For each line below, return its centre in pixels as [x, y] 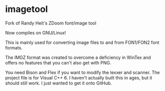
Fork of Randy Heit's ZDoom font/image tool [51, 23]
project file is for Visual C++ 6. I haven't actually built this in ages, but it [79, 77]
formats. [14, 47]
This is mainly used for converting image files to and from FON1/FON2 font [82, 42]
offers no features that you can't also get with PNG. [58, 62]
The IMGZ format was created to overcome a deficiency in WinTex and [78, 57]
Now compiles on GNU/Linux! [36, 32]
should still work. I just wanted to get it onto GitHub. [59, 83]
